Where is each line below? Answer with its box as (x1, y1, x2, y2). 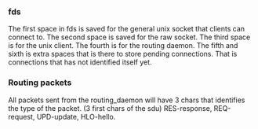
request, (8, 112, 35, 121)
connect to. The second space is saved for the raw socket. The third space (8, 32, 251, 42)
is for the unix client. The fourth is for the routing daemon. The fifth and (8, 41, 238, 50)
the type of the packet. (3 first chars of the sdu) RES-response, (8, 103, 213, 112)
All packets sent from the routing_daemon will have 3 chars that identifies (8, 95, 245, 105)
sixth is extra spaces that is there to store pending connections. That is (8, 50, 238, 59)
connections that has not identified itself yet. (8, 57, 152, 67)
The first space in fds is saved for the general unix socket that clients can (8, 24, 245, 34)
